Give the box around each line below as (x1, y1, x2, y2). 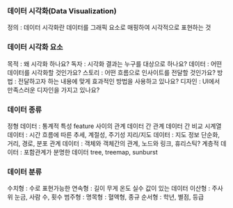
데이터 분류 (7, 167, 42, 177)
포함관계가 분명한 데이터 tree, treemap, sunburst (23, 147, 158, 156)
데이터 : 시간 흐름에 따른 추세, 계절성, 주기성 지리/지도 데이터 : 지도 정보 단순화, (7, 130, 220, 138)
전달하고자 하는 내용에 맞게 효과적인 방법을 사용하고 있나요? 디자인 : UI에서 (17, 77, 220, 85)
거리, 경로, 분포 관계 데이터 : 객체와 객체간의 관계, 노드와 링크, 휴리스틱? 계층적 (7, 139, 219, 147)
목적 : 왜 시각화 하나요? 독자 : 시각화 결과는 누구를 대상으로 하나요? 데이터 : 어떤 (7, 59, 223, 67)
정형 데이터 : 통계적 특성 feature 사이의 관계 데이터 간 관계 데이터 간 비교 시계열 (7, 122, 222, 130)
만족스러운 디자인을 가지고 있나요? (7, 86, 100, 94)
